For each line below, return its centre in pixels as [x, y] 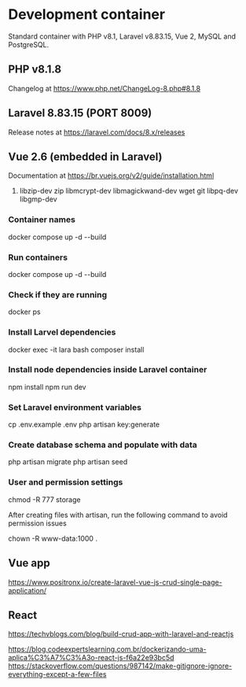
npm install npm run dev [47, 386]
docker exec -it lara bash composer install [76, 349]
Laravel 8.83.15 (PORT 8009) [80, 113]
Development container [87, 15]
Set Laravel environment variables [75, 407]
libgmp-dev [38, 199]
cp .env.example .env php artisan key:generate [84, 425]
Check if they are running [58, 294]
